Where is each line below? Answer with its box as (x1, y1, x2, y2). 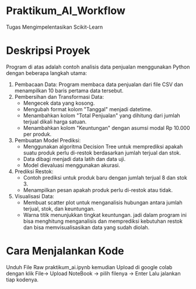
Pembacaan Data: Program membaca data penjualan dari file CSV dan (14, 81, 184, 88)
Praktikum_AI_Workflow (6, 4, 125, 18)
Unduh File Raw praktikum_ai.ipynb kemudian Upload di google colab (6, 263, 173, 270)
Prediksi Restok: (14, 168, 54, 175)
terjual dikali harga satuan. (23, 118, 87, 125)
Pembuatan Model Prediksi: (14, 136, 81, 144)
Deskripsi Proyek (6, 44, 90, 57)
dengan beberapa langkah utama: (6, 69, 87, 77)
